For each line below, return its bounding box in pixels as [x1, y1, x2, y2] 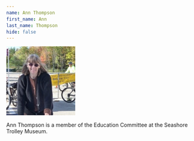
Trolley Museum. [6, 128, 48, 135]
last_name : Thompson [6, 22, 58, 28]
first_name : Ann [6, 16, 47, 22]
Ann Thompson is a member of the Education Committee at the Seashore [6, 121, 188, 129]
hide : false [6, 29, 36, 35]
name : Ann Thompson [6, 10, 55, 16]
